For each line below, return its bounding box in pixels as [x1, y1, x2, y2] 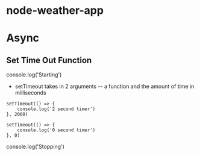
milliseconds [14, 89, 46, 96]
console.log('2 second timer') [17, 106, 96, 112]
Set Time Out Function [6, 55, 92, 65]
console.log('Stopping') [6, 143, 65, 151]
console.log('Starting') [6, 71, 62, 78]
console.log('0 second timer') [17, 127, 96, 133]
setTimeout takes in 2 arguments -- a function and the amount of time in [14, 83, 195, 90]
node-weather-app [6, 4, 104, 17]
